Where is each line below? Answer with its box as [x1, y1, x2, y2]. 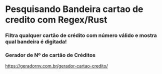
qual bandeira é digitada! [5, 38, 67, 45]
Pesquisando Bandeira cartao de [5, 3, 143, 15]
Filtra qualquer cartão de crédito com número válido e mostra [5, 32, 157, 39]
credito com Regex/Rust [5, 14, 107, 25]
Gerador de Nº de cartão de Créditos [5, 51, 96, 58]
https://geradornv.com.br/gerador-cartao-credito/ [5, 63, 108, 69]
